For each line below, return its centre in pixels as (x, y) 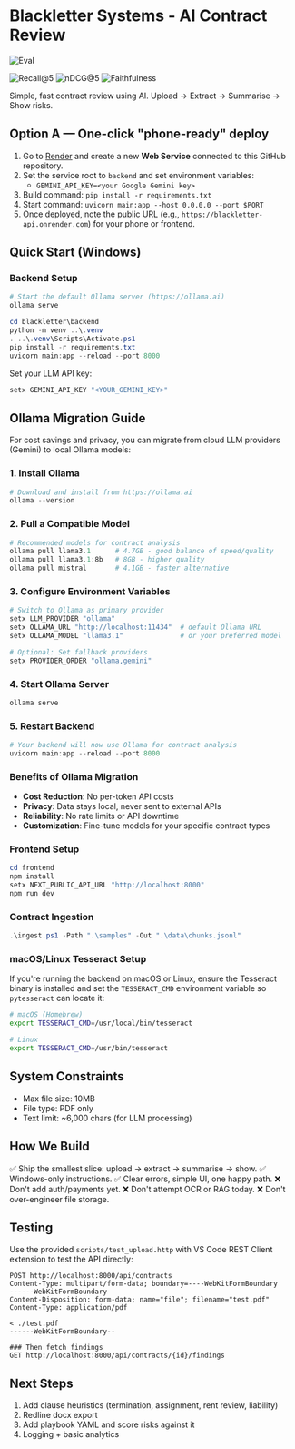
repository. (43, 166)
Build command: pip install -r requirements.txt (117, 194)
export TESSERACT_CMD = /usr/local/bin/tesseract (101, 1023)
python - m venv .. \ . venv (56, 330)
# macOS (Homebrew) (46, 1015)
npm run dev (32, 894)
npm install (32, 876)
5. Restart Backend (52, 726)
